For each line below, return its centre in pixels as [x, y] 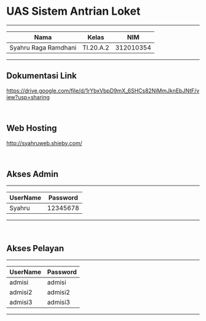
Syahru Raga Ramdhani [43, 47]
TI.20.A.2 [96, 47]
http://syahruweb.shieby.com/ [44, 143]
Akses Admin [32, 174]
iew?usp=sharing [28, 97]
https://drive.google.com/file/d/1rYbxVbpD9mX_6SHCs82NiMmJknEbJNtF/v [103, 91]
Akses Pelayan [35, 248]
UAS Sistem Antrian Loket [74, 11]
